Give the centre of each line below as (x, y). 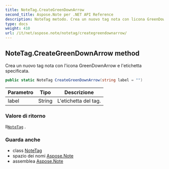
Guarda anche (23, 139)
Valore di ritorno (25, 116)
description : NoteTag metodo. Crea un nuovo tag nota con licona (75, 19)
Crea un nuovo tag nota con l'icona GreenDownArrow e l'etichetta (73, 65)
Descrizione (79, 92)
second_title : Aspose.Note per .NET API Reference (59, 15)
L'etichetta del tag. (79, 101)
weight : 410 (18, 29)
